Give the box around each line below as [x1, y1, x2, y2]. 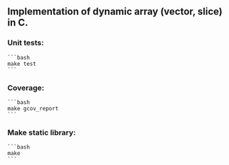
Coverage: [7, 83, 45, 93]
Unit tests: [7, 38, 44, 48]
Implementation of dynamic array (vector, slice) [7, 6, 223, 18]
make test [7, 60, 37, 67]
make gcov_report [7, 105, 59, 112]
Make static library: [7, 127, 76, 137]
